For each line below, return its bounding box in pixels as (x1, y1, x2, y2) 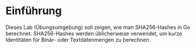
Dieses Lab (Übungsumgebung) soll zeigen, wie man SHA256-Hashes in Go (5, 24, 191, 31)
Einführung (5, 4, 62, 18)
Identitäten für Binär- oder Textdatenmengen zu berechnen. (5, 36, 151, 43)
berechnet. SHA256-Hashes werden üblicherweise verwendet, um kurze (5, 30, 182, 37)
